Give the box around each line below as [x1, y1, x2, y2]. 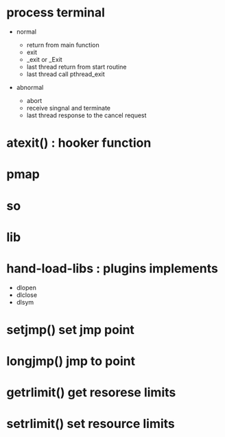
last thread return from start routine [26, 62, 127, 71]
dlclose [16, 290, 38, 299]
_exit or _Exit [26, 55, 62, 63]
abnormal [16, 83, 44, 91]
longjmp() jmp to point [6, 353, 135, 368]
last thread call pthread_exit [26, 70, 106, 78]
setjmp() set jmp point [6, 322, 135, 338]
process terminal [6, 5, 106, 21]
